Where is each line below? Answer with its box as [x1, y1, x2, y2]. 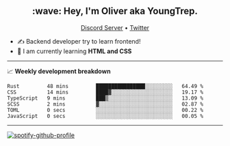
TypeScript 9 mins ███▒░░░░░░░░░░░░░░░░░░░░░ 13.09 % [7, 95, 204, 102]
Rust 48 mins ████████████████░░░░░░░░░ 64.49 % [7, 83, 204, 89]
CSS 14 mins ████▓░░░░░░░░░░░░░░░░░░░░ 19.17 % [7, 89, 204, 96]
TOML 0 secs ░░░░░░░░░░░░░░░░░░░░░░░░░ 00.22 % [7, 106, 204, 113]
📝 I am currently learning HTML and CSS [16, 47, 132, 55]
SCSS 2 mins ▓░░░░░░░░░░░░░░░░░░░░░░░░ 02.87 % [7, 100, 204, 108]
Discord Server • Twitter [81, 23, 149, 31]
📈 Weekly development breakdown [7, 67, 111, 75]
